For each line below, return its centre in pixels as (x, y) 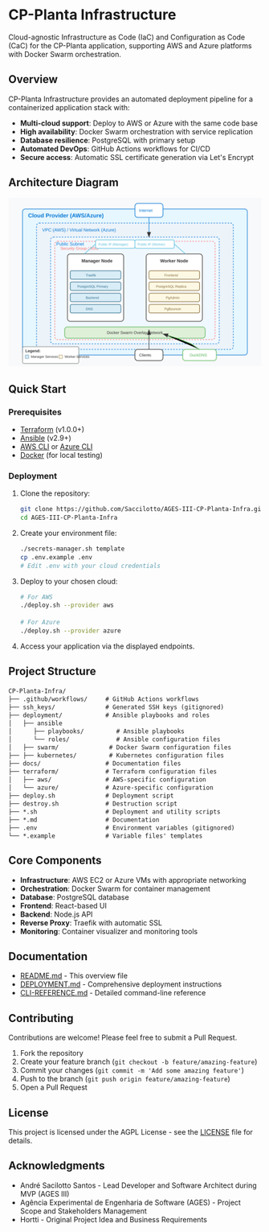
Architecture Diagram (63, 183)
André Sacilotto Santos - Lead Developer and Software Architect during (138, 1185)
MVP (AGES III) (45, 1193)
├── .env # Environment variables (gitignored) (122, 828)
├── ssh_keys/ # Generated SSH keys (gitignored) (116, 707)
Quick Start (37, 389)
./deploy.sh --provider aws (67, 605)
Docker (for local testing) (61, 455)
